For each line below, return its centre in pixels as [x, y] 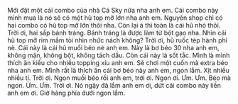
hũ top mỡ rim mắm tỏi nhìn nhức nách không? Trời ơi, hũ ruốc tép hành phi [117, 40]
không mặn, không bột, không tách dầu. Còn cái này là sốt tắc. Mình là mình [119, 55]
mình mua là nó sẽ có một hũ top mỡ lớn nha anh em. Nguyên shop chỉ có [115, 18]
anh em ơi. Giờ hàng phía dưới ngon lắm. [66, 93]
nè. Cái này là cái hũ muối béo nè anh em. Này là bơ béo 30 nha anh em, [113, 48]
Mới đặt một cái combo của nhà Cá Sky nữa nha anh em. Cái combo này [113, 10]
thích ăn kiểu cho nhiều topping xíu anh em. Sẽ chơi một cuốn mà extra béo [118, 63]
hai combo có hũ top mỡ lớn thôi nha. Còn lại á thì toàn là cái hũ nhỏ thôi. [114, 25]
